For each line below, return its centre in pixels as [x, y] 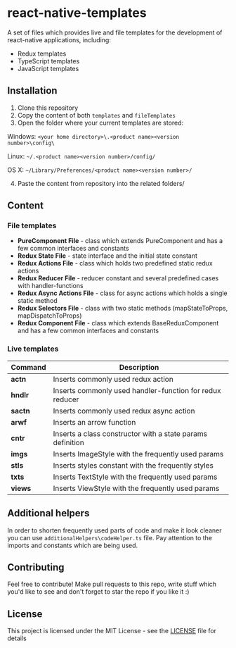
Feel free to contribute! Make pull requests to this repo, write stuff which [112, 584]
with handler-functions [50, 286]
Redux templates [42, 54]
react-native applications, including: [59, 39]
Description [139, 367]
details [17, 638]
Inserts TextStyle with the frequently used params [135, 477]
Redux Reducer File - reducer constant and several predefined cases [118, 278]
